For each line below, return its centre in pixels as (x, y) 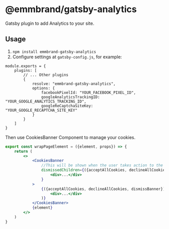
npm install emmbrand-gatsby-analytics (54, 52)
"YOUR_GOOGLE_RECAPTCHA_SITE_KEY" (41, 110)
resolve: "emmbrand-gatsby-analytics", (74, 84)
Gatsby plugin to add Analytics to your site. (50, 23)
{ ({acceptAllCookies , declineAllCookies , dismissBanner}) (103, 189)
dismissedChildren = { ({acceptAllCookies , (84, 170)
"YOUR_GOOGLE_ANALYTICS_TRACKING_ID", (46, 101)
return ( (23, 151)
